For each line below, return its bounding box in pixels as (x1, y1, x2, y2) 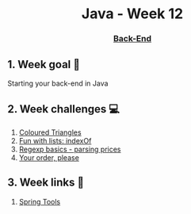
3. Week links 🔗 (7, 176, 85, 189)
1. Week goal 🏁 (7, 57, 81, 71)
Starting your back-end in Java (7, 78, 109, 88)
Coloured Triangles (18, 128, 82, 137)
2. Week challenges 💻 (7, 102, 120, 116)
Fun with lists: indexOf (18, 136, 92, 145)
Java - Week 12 (81, 5, 184, 23)
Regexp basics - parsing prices (18, 144, 121, 154)
